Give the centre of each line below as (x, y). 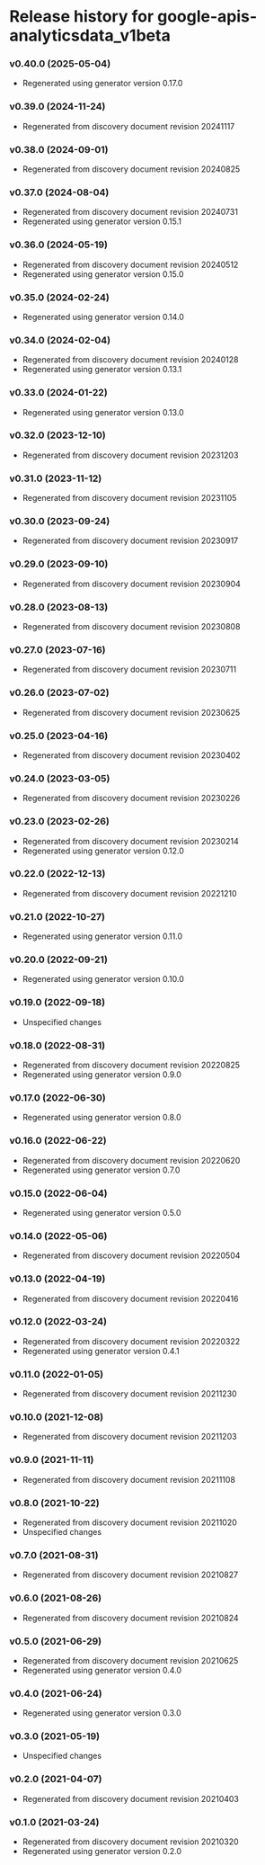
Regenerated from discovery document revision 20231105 (129, 498)
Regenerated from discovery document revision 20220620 (131, 1160)
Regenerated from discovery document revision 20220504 (131, 1255)
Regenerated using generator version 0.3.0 (102, 1713)
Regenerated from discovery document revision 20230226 (131, 799)
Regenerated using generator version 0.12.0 (103, 851)
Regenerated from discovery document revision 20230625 (131, 712)
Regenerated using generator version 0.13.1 (102, 370)
